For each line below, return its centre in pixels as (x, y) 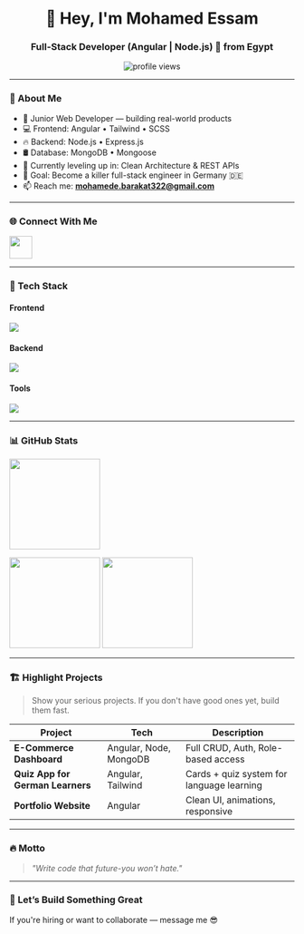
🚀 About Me (36, 99)
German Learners (52, 785)
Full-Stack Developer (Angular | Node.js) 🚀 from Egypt (152, 47)
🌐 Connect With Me (53, 221)
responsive (209, 812)
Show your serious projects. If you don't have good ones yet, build (155, 701)
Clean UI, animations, (230, 800)
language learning (223, 785)
